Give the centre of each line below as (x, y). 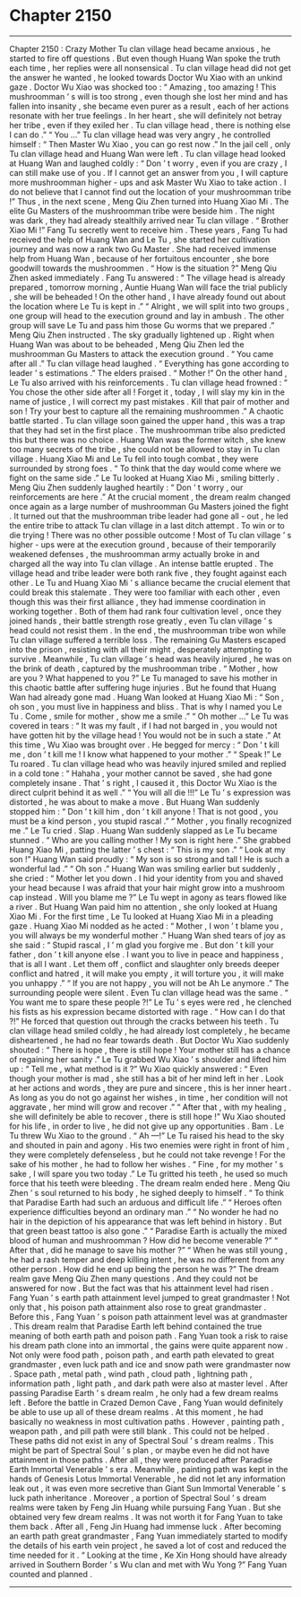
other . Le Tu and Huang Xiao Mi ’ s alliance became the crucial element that (150, 582)
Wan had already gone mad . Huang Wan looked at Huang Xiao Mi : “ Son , (146, 697)
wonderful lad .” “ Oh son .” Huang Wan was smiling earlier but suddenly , (145, 868)
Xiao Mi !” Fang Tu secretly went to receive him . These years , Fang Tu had (149, 230)
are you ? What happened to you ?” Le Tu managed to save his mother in (143, 677)
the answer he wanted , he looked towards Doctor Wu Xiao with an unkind (146, 77)
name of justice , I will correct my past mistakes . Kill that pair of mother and (149, 401)
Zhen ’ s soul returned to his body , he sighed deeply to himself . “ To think (147, 1192)
